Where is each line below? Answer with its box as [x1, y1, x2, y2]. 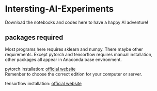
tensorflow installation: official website [5, 80, 82, 86]
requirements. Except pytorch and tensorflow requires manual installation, [5, 51, 153, 57]
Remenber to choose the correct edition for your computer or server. [5, 71, 142, 77]
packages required [5, 33, 63, 42]
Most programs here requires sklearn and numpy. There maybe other [5, 46, 143, 52]
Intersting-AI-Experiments [5, 3, 114, 15]
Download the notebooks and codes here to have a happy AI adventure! [5, 19, 149, 25]
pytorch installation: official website [5, 66, 76, 72]
